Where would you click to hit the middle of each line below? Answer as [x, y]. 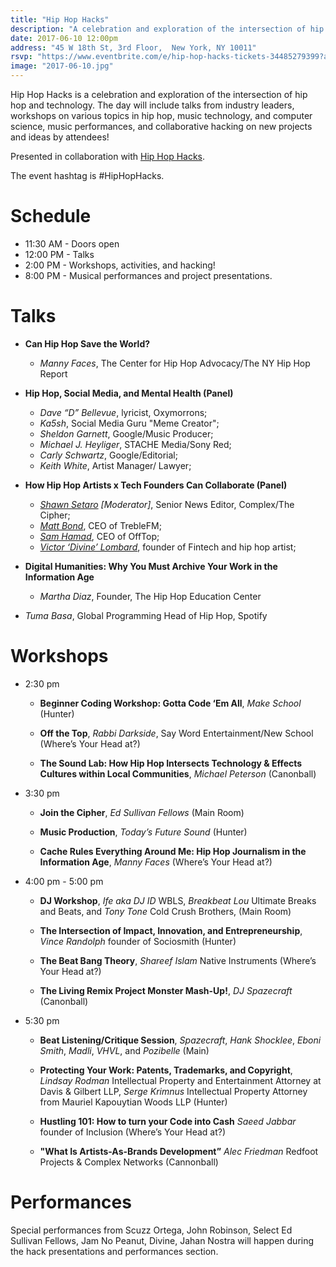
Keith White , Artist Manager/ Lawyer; [115, 465]
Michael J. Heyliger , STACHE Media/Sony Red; [135, 444]
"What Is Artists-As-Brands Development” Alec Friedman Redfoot [179, 1151]
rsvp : [21, 57]
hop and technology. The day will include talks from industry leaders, [152, 105]
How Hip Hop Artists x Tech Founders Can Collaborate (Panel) [156, 485]
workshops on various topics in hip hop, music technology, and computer [161, 115]
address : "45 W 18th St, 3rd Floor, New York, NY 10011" [133, 47]
